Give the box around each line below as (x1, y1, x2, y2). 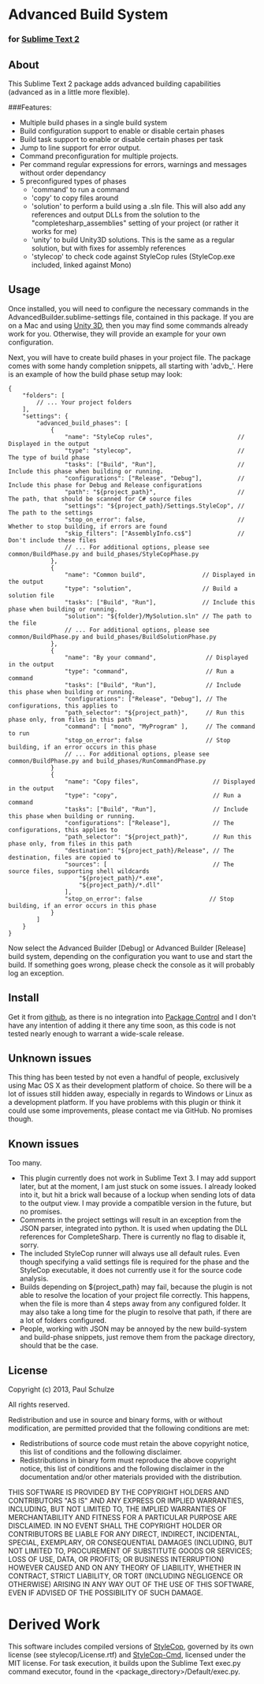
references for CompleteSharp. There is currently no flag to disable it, (19, 1232, 247, 1242)
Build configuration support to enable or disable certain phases (19, 126, 225, 136)
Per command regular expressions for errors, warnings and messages (19, 159, 247, 169)
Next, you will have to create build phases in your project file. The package (8, 352, 251, 362)
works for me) (31, 226, 77, 236)
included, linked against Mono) (31, 260, 132, 270)
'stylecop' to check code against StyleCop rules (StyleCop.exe (31, 251, 236, 261)
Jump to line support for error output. (19, 143, 142, 152)
